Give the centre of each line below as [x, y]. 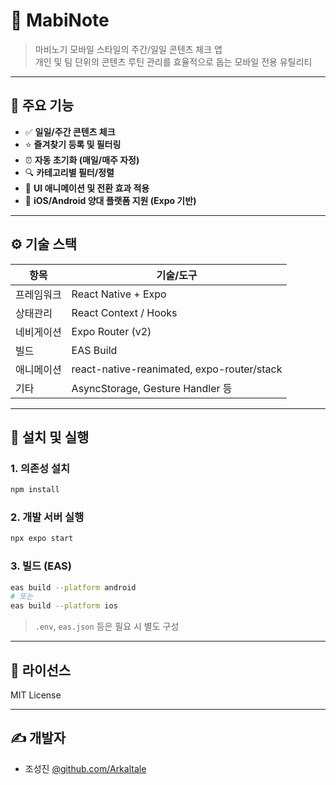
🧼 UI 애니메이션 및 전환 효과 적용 [87, 188]
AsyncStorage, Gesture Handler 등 [152, 388]
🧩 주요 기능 [42, 105]
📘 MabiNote [60, 20]
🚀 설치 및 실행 [50, 437]
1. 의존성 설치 [40, 468]
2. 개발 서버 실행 [47, 517]
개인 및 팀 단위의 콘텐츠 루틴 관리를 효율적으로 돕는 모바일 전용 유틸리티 [173, 61]
